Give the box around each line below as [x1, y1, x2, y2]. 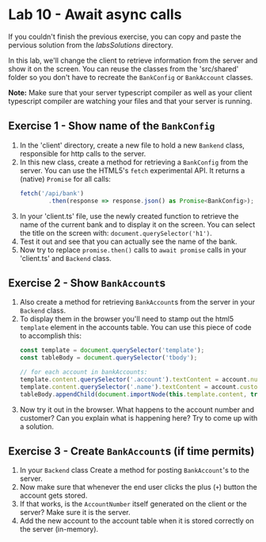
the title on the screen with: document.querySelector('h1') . [19, 228, 212, 237]
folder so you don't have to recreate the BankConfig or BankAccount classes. [8, 72, 253, 82]
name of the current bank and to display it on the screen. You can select [19, 220, 256, 229]
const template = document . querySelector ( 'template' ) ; [19, 347, 205, 355]
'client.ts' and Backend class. [19, 253, 112, 263]
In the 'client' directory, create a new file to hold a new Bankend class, [19, 140, 245, 150]
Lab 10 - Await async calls [8, 6, 182, 24]
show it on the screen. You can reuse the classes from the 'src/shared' [8, 63, 239, 73]
